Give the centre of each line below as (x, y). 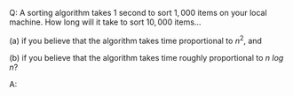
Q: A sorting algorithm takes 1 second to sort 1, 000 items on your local (139, 13)
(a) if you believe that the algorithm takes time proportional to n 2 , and (135, 40)
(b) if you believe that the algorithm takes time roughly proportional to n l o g (146, 57)
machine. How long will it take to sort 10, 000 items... (105, 22)
